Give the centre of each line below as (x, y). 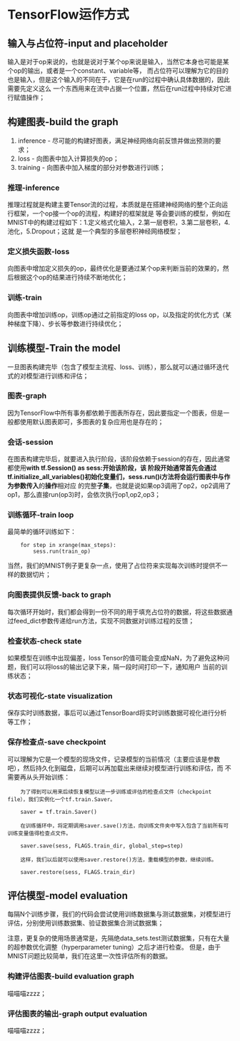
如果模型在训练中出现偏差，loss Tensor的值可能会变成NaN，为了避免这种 (115, 658)
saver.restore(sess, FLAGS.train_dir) (78, 872)
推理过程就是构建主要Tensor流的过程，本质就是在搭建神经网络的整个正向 (115, 205)
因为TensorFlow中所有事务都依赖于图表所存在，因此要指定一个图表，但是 (115, 413)
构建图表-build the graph (63, 122)
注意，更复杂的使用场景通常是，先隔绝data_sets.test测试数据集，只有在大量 (119, 938)
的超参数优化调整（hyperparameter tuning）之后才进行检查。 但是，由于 (114, 947)
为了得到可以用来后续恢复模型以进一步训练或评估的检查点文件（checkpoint (116, 792)
